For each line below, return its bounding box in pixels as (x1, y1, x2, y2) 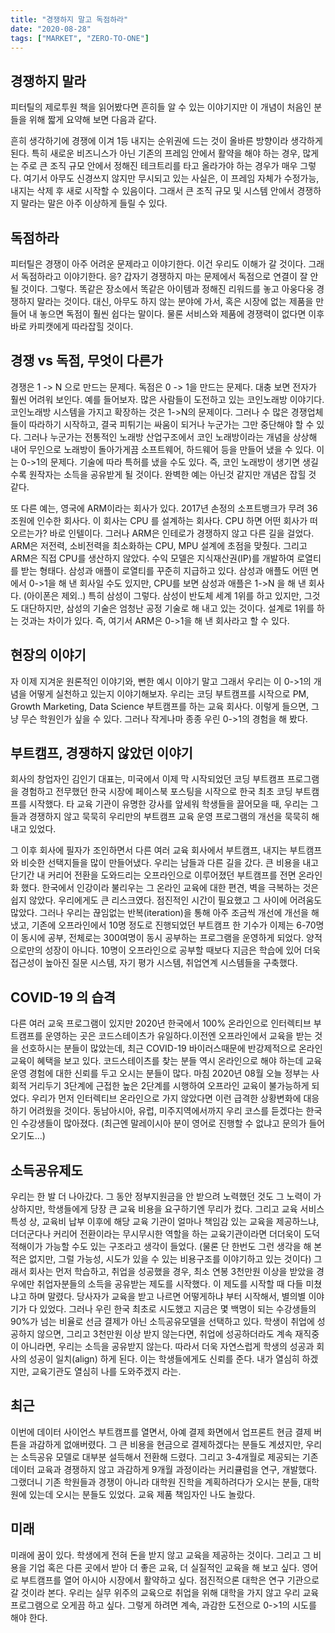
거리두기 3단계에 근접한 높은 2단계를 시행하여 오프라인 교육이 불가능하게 (28, 1080, 310, 1092)
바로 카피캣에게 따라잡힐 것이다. (10, 321, 134, 332)
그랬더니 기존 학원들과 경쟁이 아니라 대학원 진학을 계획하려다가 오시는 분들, (10, 1476, 302, 1488)
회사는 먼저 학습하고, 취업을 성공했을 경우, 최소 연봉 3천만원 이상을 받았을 (28, 1266, 315, 1278)
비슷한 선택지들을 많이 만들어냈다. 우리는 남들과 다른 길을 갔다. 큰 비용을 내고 (20, 857, 320, 869)
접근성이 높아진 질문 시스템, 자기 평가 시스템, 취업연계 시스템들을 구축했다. (10, 957, 298, 969)
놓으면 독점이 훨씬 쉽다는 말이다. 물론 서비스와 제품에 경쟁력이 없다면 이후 (39, 308, 325, 320)
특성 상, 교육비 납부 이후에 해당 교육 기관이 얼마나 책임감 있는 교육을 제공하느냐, (10, 1216, 320, 1228)
